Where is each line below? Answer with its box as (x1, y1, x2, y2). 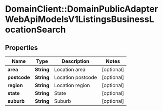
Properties (5, 43, 38, 52)
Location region (54, 82, 90, 89)
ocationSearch (5, 24, 66, 35)
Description (61, 58, 90, 64)
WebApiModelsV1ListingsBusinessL (5, 14, 155, 25)
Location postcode (54, 74, 97, 81)
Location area (54, 66, 86, 73)
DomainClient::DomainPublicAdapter (5, 3, 159, 15)
